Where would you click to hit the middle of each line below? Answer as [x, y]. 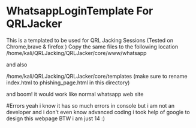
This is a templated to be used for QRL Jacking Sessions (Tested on [90, 40]
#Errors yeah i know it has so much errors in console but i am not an [91, 105]
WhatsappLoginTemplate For [80, 11]
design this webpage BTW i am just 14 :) [55, 118]
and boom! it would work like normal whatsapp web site [75, 94]
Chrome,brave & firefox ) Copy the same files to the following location [92, 47]
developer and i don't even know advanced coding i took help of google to [98, 112]
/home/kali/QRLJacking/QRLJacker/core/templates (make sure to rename [97, 76]
